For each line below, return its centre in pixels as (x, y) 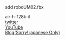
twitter (12, 22)
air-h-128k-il (18, 17)
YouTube (14, 27)
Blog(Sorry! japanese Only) (32, 32)
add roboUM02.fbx (24, 7)
